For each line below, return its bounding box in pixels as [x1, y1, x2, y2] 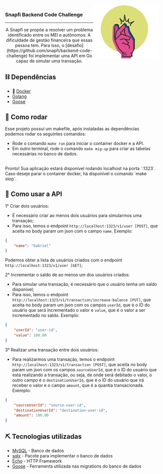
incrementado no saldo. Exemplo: [12, 312, 79, 319]
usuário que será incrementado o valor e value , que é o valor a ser [12, 307, 145, 313]
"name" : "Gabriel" [14, 243, 51, 248]
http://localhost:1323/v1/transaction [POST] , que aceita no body [12, 361, 147, 367]
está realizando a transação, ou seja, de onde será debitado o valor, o [12, 372, 152, 378]
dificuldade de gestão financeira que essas [6, 37, 93, 43]
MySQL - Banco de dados [12, 448, 64, 453]
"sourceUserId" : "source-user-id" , [14, 403, 86, 408]
